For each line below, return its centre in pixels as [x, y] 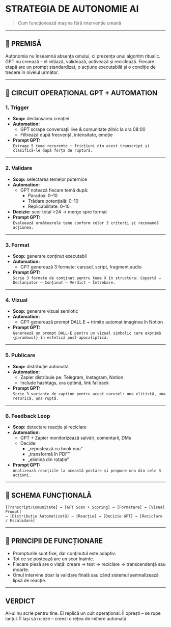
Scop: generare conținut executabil [50, 256]
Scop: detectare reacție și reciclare [50, 427]
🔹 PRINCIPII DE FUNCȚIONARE [54, 541]
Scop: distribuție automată [40, 366]
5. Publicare [20, 356]
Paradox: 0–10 [42, 195]
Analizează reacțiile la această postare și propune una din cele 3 [87, 471]
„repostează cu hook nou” [55, 448]
